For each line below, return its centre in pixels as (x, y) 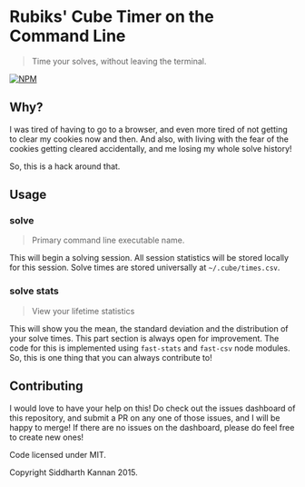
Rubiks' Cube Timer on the (112, 17)
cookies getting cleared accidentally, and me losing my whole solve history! (151, 148)
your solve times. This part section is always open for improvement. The (144, 338)
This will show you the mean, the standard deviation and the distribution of (149, 328)
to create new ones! (47, 437)
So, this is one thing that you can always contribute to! (111, 357)
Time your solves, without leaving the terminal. (119, 61)
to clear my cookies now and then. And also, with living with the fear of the (149, 139)
